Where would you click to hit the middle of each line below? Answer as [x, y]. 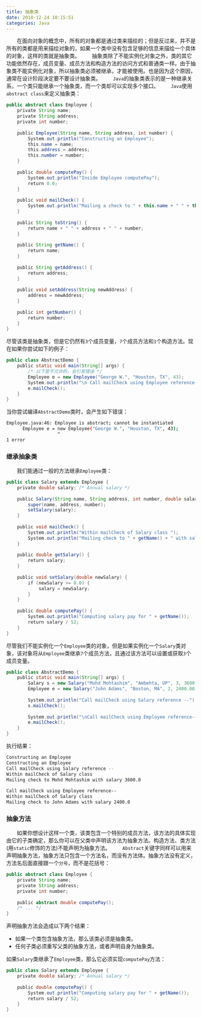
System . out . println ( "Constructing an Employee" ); [91, 139]
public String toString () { [52, 223]
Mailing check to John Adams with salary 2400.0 [68, 802]
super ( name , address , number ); [67, 504]
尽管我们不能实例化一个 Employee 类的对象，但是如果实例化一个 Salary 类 [94, 646]
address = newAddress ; [56, 296]
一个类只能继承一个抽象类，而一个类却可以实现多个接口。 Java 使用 [104, 86]
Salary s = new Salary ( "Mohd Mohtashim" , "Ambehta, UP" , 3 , [105, 683]
